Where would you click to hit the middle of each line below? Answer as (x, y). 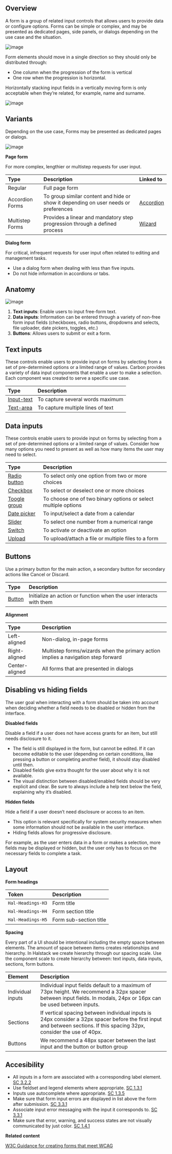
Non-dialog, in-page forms (75, 639)
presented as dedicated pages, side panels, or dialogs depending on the (82, 31)
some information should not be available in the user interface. (79, 827)
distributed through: (26, 62)
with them (41, 602)
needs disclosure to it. (29, 738)
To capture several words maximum (81, 400)
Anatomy (20, 289)
